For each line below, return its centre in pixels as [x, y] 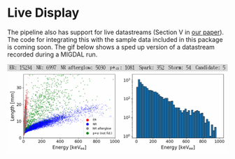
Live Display [43, 13]
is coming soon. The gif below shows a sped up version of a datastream [111, 47]
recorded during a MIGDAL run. [52, 54]
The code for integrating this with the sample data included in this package [115, 39]
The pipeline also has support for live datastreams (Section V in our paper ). [116, 32]
